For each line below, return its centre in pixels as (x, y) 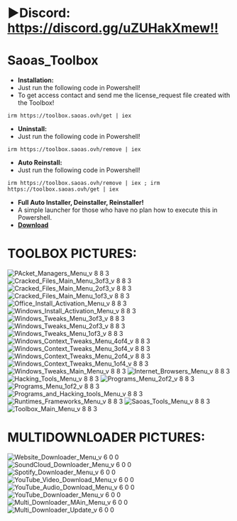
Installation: (36, 80)
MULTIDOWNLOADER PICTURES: (106, 438)
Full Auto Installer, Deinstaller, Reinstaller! (81, 203)
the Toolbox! (36, 103)
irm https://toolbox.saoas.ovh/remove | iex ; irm (84, 183)
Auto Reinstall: (40, 163)
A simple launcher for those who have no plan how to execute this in (117, 210)
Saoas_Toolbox (53, 61)
